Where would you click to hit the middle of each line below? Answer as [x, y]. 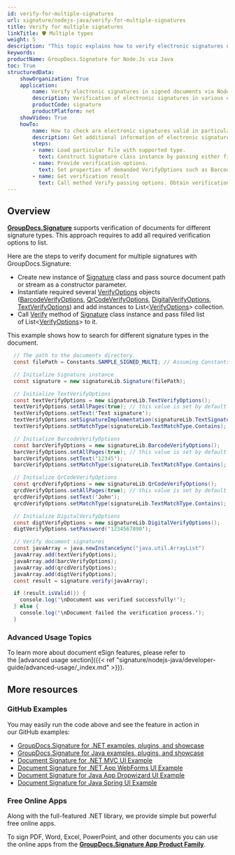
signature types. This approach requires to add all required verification [109, 236]
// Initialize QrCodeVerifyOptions [65, 477]
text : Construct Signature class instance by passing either [129, 157]
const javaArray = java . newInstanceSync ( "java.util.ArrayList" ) [109, 548]
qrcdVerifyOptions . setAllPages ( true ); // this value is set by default [120, 491]
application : [39, 85]
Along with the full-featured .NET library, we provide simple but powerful [112, 816]
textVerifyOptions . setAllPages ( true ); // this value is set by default [120, 407]
